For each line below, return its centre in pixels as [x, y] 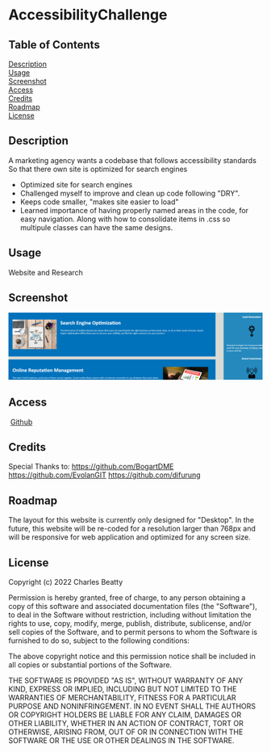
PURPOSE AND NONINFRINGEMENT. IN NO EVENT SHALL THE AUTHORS [132, 706]
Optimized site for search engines [76, 184]
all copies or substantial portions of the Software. [90, 665]
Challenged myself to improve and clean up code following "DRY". [130, 193]
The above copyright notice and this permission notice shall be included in [132, 657]
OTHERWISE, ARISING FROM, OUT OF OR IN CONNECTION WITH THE [126, 732]
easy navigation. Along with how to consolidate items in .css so [125, 219]
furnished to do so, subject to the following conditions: [99, 641]
